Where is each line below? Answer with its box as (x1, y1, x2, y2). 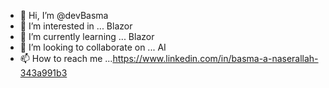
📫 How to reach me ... (19, 53, 113, 64)
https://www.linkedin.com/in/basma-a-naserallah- (112, 53, 319, 64)
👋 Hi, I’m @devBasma (19, 10, 109, 21)
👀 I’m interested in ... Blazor (19, 20, 133, 32)
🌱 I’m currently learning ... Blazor (19, 31, 155, 42)
